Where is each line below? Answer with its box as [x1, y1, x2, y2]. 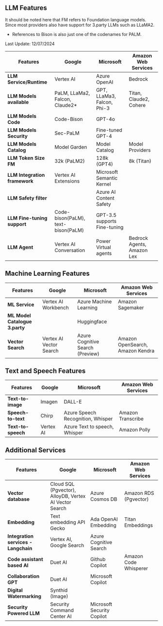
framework [7, 177, 34, 184]
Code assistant [7, 556, 44, 563]
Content [96, 194, 115, 201]
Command [50, 607, 74, 614]
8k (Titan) [129, 157, 152, 164]
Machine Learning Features [5, 270, 90, 278]
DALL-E [64, 398, 82, 405]
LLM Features [5, 4, 47, 12]
